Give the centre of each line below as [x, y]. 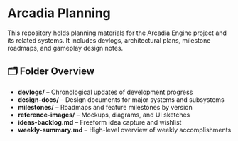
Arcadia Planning [59, 13]
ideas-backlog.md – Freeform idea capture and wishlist [99, 122]
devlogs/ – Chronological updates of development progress [105, 92]
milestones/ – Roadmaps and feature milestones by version [105, 107]
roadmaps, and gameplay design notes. [65, 48]
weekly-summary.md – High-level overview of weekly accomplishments [124, 130]
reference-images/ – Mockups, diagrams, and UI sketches [104, 115]
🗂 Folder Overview [51, 72]
